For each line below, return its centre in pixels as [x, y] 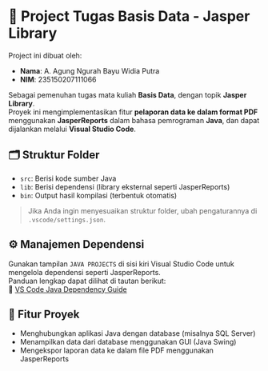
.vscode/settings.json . [67, 219]
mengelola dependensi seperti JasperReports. [85, 272]
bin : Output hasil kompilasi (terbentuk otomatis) [98, 195]
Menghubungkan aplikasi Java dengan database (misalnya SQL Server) [138, 333]
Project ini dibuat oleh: [45, 55]
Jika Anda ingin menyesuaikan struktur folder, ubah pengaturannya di [142, 210]
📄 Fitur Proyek [44, 314]
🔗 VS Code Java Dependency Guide [68, 289]
